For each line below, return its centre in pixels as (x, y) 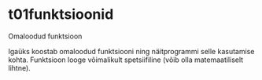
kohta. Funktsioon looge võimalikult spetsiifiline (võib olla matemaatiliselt (126, 60)
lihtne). (20, 67)
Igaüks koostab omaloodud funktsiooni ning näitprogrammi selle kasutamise (131, 51)
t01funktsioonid (61, 15)
